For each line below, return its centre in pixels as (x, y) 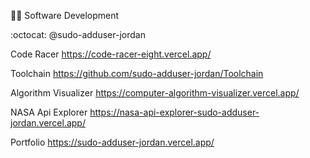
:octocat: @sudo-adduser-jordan (78, 34)
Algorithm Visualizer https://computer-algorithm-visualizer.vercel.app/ (155, 93)
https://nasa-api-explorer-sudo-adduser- (174, 112)
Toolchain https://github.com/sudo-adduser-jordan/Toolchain (137, 73)
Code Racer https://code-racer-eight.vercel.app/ (111, 54)
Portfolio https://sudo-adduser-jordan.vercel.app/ (112, 142)
